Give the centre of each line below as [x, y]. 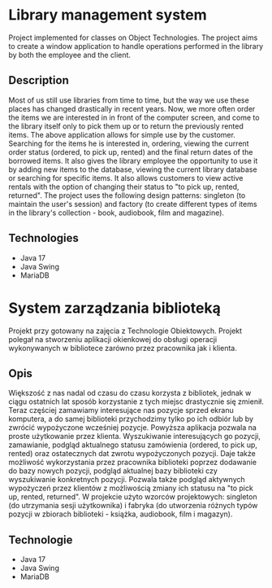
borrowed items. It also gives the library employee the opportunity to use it [133, 160]
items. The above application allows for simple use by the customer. [122, 134]
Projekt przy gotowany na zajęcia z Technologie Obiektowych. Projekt [125, 331]
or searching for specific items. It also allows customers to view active [126, 178]
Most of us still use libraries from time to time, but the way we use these [129, 100]
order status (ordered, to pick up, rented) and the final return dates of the [131, 151]
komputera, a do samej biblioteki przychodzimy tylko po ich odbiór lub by [131, 419]
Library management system [108, 15]
